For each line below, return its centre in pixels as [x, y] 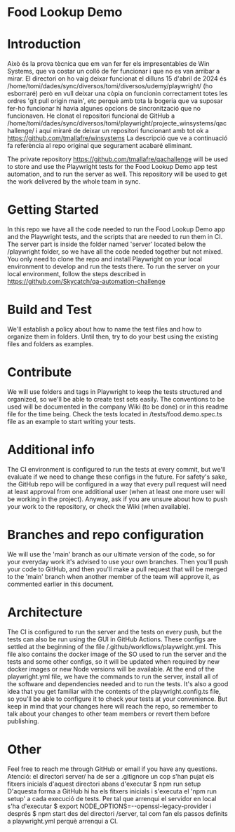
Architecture [45, 612]
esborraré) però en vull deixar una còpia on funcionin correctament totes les [117, 94]
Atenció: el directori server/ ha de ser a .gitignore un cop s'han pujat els [111, 776]
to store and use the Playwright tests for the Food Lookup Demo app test [112, 167]
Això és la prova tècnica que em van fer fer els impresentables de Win [108, 64]
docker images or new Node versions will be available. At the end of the [111, 669]
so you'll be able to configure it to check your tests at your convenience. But [117, 699]
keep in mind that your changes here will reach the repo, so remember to [113, 706]
